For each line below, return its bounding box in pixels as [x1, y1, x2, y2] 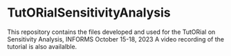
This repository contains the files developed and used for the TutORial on [7, 28, 216, 36]
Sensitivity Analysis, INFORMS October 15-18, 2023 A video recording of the [7, 35, 225, 43]
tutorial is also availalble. [7, 42, 77, 50]
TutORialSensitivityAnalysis [7, 5, 171, 21]
